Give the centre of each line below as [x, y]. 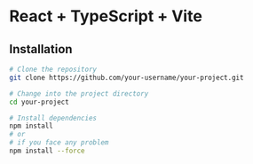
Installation [41, 49]
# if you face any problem [59, 143]
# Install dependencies [53, 118]
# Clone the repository [53, 69]
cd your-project [39, 102]
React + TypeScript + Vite [106, 16]
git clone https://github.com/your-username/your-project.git [126, 77]
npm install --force [47, 151]
